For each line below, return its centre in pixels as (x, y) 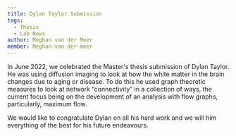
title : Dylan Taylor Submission (55, 14)
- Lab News (30, 33)
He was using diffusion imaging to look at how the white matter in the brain (116, 74)
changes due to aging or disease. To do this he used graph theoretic (107, 81)
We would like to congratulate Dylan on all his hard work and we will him (112, 118)
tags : (15, 20)
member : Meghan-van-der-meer (50, 47)
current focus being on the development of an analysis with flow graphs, (113, 97)
